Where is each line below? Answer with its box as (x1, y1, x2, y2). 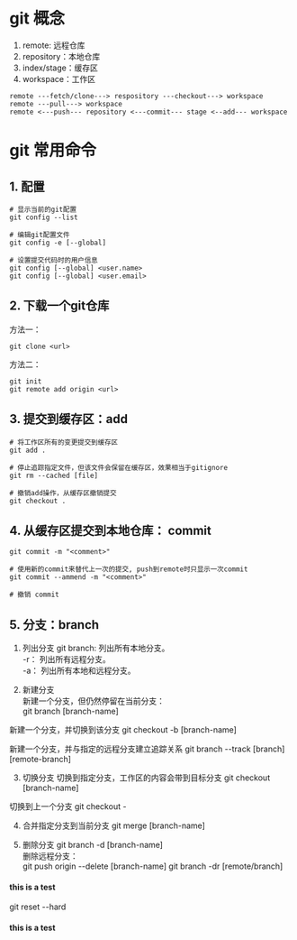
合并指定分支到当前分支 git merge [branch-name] (22, 820, 205, 831)
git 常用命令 (9, 141, 97, 161)
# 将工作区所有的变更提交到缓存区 (9, 438, 119, 447)
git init (9, 376, 42, 386)
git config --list (9, 213, 78, 222)
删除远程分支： (22, 851, 78, 862)
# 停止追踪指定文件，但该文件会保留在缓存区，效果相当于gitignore (9, 463, 228, 472)
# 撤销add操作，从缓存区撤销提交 (9, 488, 117, 497)
